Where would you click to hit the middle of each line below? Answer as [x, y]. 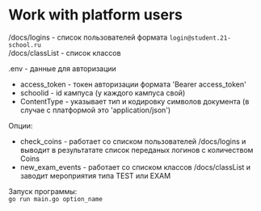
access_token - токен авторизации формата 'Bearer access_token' [133, 84]
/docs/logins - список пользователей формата [88, 37]
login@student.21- [200, 38]
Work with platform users [96, 15]
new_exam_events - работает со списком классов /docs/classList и [135, 167]
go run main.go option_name [56, 199]
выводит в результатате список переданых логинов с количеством [137, 150]
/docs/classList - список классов [65, 53]
